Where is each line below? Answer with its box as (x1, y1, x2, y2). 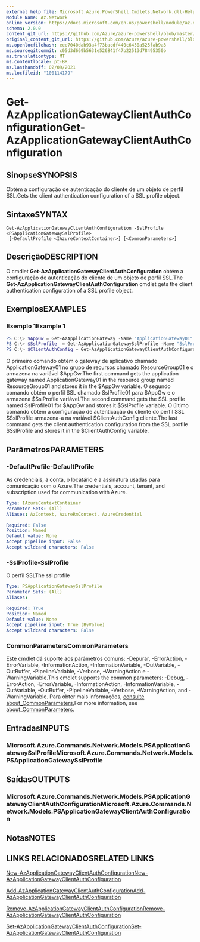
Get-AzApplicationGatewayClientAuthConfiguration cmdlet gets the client (6, 280, 193, 287)
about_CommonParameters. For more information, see (6, 700, 138, 707)
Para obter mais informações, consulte (49, 693, 145, 700)
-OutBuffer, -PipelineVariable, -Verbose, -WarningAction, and (37, 687, 187, 694)
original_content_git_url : (6, 36, 73, 42)
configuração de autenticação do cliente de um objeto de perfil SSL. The (6, 274, 183, 281)
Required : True (6, 605, 44, 611)
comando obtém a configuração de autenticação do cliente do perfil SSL (6, 408, 185, 415)
